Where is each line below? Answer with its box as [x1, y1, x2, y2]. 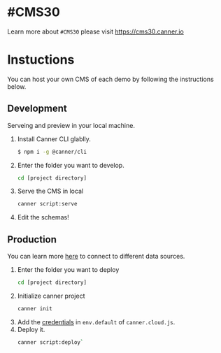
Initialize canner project [17, 291, 85, 300]
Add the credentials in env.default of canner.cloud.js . [17, 317, 176, 326]
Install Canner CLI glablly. [17, 134, 91, 143]
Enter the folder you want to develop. [17, 161, 124, 169]
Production [7, 233, 57, 245]
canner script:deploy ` [17, 338, 84, 346]
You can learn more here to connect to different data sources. [7, 252, 185, 261]
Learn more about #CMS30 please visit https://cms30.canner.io [7, 27, 184, 36]
